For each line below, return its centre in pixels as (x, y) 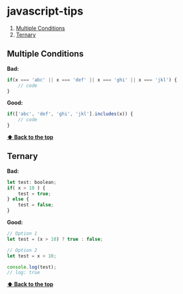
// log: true (24, 273)
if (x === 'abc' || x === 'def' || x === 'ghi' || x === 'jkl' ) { (92, 80)
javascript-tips (45, 11)
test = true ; (35, 194)
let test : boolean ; (32, 182)
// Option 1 (22, 233)
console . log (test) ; (32, 267)
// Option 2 (22, 250)
